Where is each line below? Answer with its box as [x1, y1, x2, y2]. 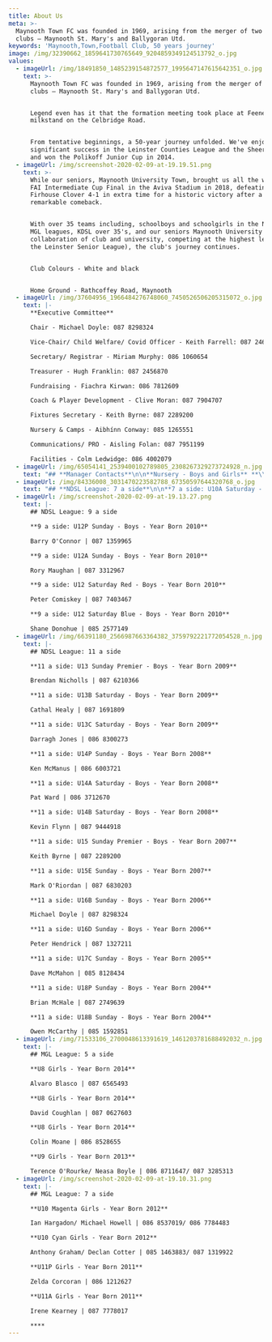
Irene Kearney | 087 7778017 [29, 1306, 129, 1315]
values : [8, 58, 35, 66]
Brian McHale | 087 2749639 [29, 998, 125, 1007]
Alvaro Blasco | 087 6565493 [29, 1079, 129, 1088]
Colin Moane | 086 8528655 [29, 1138, 121, 1147]
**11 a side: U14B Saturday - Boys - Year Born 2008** [29, 808, 219, 817]
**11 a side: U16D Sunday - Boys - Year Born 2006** [29, 925, 212, 934]
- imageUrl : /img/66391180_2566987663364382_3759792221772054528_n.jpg [15, 632, 263, 640]
